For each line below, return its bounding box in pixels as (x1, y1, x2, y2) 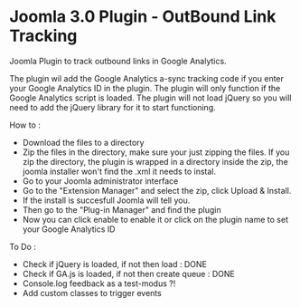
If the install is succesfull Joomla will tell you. (22, 195, 191, 206)
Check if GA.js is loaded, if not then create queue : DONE (22, 268, 235, 279)
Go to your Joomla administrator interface (22, 175, 179, 187)
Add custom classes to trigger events (22, 287, 163, 298)
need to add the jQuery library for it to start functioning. (9, 101, 217, 112)
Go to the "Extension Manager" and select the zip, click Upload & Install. (22, 185, 292, 196)
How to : (9, 120, 41, 130)
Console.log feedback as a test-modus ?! (22, 278, 176, 289)
